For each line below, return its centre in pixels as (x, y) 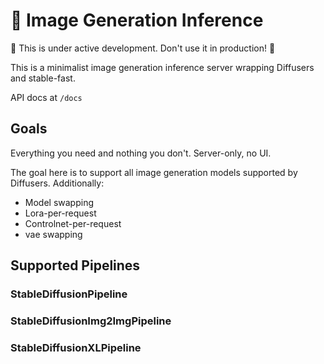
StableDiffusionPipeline (69, 294)
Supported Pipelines (75, 265)
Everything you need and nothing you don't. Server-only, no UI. (141, 153)
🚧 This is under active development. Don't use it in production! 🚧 (143, 48)
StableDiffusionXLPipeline (76, 347)
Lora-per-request (60, 213)
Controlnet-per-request (73, 223)
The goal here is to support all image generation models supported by (154, 172)
